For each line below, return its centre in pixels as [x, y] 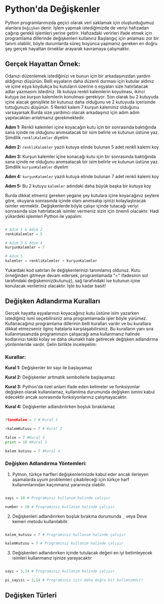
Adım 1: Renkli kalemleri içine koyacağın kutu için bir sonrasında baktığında [81, 127]
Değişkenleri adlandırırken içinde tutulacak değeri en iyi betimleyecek [82, 553]
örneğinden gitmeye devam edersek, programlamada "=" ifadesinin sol [77, 275]
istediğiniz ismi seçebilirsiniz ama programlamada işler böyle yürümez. [76, 318]
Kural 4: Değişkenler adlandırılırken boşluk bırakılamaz [60, 407]
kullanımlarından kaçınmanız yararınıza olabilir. [59, 484]
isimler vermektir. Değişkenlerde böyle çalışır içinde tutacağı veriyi [72, 206]
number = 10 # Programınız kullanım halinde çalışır [60, 507]
